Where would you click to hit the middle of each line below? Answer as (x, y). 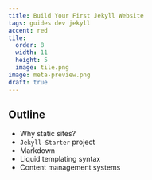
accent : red (28, 30)
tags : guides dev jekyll (49, 23)
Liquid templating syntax (60, 159)
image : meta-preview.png (49, 75)
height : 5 (31, 61)
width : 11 (31, 53)
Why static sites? (48, 134)
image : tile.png (42, 68)
